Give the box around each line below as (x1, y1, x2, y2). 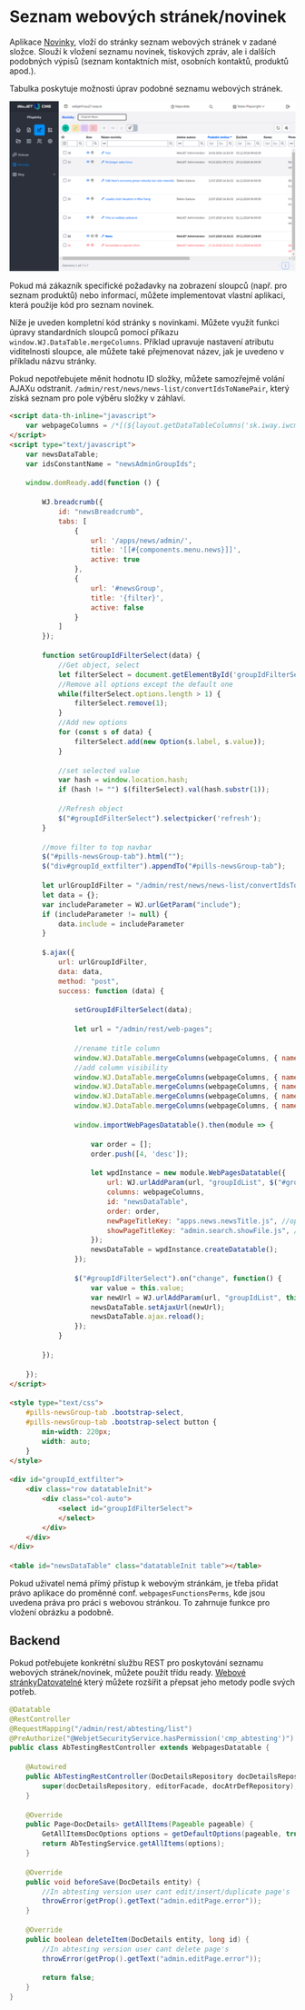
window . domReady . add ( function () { (25, 479, 161, 488)
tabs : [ (57, 516, 88, 526)
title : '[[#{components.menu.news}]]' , (90, 545, 242, 555)
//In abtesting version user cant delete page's (42, 1945, 230, 1954)
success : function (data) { (57, 986, 165, 996)
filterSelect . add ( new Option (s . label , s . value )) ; (74, 737, 266, 746)
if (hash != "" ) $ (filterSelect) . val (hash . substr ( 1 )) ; (57, 785, 271, 794)
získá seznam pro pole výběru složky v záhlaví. (9, 393, 186, 403)
